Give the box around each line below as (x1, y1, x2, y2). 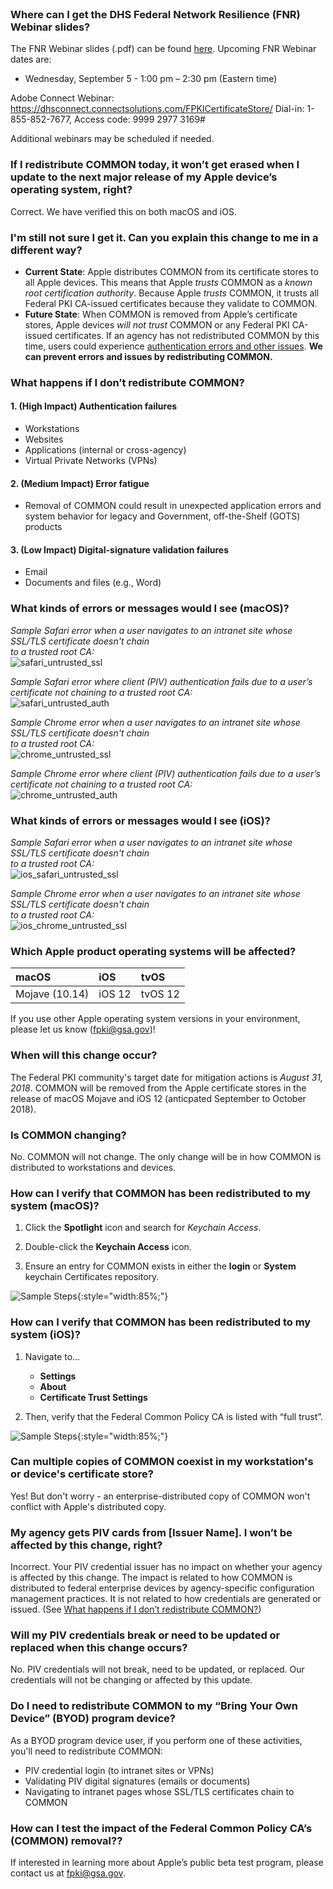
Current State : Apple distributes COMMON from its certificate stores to (24, 265, 319, 277)
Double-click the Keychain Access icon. (24, 1241, 192, 1253)
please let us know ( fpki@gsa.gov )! (10, 1023, 156, 1036)
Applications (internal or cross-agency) (24, 444, 187, 456)
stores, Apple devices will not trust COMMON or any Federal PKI (24, 318, 290, 331)
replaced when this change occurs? (10, 1641, 188, 1655)
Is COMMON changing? (10, 1128, 127, 1142)
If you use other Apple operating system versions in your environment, (10, 1013, 301, 1025)
